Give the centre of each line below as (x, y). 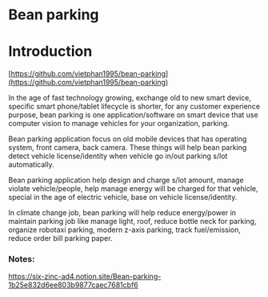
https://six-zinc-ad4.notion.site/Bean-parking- (85, 277)
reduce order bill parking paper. (60, 238)
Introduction (50, 52)
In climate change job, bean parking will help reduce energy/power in (122, 213)
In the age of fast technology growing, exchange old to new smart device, (130, 98)
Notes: (22, 259)
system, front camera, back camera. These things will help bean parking (128, 148)
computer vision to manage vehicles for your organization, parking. (119, 124)
